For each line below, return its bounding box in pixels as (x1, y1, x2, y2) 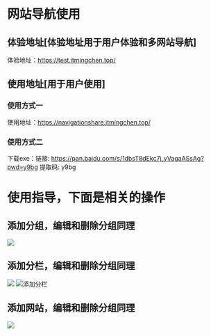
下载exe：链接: (7, 154, 50, 162)
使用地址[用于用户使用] (7, 78, 105, 90)
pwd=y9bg (7, 163, 38, 171)
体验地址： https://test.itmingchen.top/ (7, 56, 116, 64)
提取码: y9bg (39, 163, 76, 171)
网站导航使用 (7, 6, 81, 22)
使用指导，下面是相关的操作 (7, 190, 166, 206)
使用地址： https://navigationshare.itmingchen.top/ (7, 118, 151, 126)
